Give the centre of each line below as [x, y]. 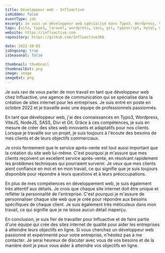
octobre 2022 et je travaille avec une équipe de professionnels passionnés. [81, 108]
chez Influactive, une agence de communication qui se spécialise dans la [79, 97]
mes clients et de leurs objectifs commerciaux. [52, 138]
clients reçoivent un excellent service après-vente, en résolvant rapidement [82, 158]
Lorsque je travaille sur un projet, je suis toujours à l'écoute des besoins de [81, 133]
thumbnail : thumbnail [27, 64]
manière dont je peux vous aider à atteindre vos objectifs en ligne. [72, 245]
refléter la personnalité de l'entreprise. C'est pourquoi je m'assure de [75, 194]
